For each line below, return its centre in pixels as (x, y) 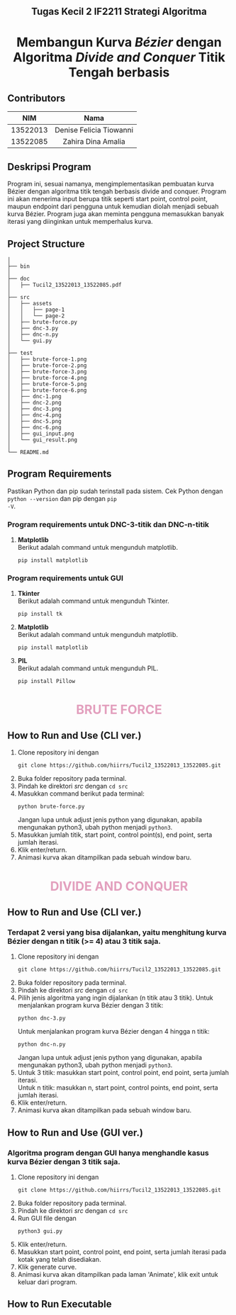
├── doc (19, 279)
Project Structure (46, 244)
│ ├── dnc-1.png (34, 397)
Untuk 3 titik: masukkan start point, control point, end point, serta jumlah (123, 1073)
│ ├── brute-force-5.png (47, 384)
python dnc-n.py (41, 1044)
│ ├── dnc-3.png (34, 409)
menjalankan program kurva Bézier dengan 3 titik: (90, 1005)
